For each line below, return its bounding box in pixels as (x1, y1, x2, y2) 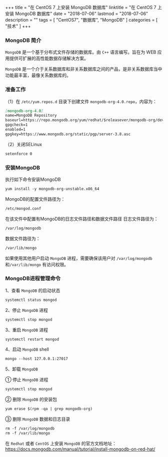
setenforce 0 (5, 151, 32, 156)
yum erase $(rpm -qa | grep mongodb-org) (5, 406, 93, 411)
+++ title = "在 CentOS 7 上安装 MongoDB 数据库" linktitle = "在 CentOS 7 (5, 5, 156, 10)
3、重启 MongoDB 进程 (5, 327, 48, 333)
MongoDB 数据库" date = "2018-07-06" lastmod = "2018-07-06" (14, 11, 148, 17)
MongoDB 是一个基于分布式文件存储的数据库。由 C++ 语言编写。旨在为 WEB (5, 49, 156, 55)
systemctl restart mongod (5, 337, 59, 342)
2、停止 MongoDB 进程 (5, 307, 48, 313)
